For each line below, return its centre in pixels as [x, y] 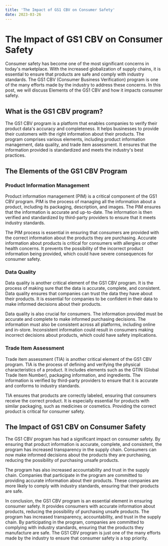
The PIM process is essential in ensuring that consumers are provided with [82, 232]
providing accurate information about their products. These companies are [82, 480]
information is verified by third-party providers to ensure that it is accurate [82, 380]
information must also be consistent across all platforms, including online [80, 325]
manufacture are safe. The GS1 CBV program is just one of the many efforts [83, 533]
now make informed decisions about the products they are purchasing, [78, 455]
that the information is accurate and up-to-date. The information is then [79, 212]
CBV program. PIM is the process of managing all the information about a [80, 201]
